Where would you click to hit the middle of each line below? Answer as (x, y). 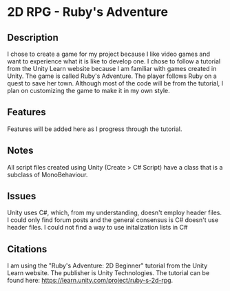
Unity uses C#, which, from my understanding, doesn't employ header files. (115, 213)
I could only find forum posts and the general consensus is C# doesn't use (113, 220)
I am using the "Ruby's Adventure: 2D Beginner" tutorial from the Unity (107, 265)
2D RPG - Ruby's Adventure (88, 12)
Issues (22, 196)
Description (33, 38)
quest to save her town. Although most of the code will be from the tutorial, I (115, 83)
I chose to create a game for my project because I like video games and (108, 54)
